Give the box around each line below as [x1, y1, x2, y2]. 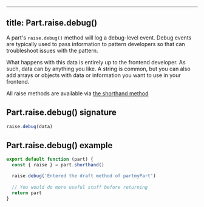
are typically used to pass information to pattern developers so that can [6, 40, 185, 47]
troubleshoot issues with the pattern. [6, 47, 98, 54]
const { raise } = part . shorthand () [12, 162, 104, 168]
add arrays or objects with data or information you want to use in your [6, 71, 181, 79]
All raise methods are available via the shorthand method [6, 89, 149, 97]
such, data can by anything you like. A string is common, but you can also [6, 65, 191, 72]
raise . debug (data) [6, 123, 53, 129]
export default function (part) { [6, 156, 94, 163]
